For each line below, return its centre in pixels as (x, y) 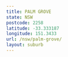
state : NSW (20, 17)
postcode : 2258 (25, 23)
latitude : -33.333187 (33, 28)
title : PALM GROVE (29, 12)
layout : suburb (25, 45)
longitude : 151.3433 (32, 34)
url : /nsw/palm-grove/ (34, 39)
